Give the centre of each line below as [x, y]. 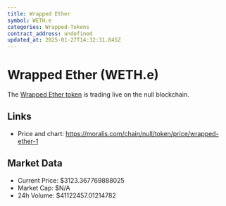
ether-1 [28, 141]
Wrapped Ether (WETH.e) [83, 75]
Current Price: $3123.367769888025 [71, 180]
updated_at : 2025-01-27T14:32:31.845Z [64, 40]
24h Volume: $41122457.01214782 [67, 195]
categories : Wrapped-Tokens [49, 27]
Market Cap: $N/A [44, 188]
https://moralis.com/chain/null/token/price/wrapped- [143, 133]
